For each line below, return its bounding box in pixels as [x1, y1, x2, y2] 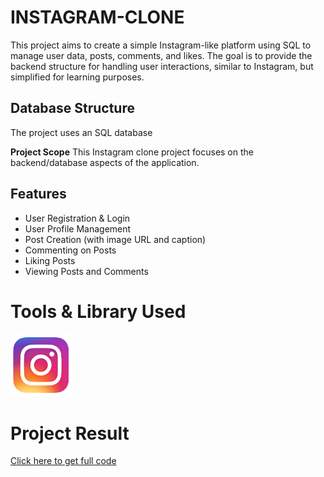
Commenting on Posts [24, 244, 117, 256]
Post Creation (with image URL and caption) [24, 233, 207, 245]
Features [10, 186, 67, 203]
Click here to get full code [10, 455, 117, 467]
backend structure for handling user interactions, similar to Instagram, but [10, 60, 314, 72]
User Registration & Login [24, 212, 131, 224]
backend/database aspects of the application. [10, 156, 200, 168]
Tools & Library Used [10, 300, 187, 323]
